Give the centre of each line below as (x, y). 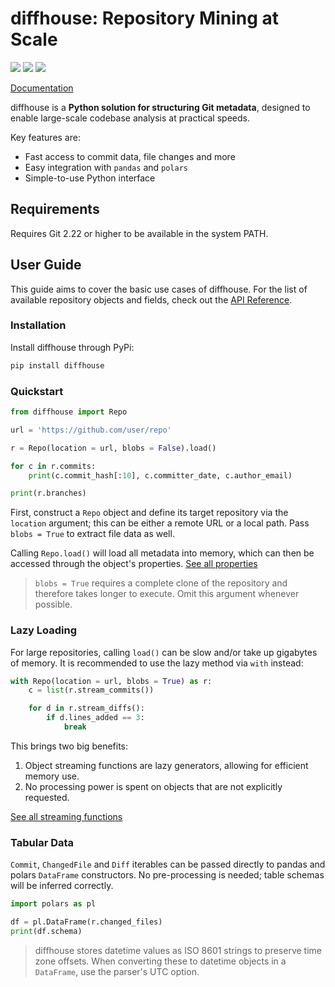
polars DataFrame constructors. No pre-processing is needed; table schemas (167, 875)
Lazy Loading (44, 630)
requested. (47, 797)
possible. (53, 604)
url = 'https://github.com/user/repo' (91, 430)
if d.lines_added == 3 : (95, 718)
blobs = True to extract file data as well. (92, 534)
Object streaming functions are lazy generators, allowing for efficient (166, 765)
